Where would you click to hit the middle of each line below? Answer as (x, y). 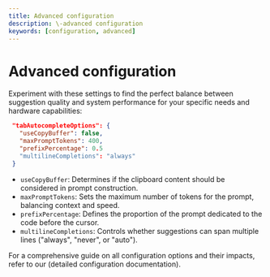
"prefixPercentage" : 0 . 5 (61, 148)
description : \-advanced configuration (76, 24)
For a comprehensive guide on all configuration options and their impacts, (132, 255)
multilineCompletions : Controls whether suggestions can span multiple (139, 231)
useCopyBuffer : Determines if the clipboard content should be (122, 179)
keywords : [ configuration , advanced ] (72, 31)
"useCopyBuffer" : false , (61, 134)
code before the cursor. (60, 222)
